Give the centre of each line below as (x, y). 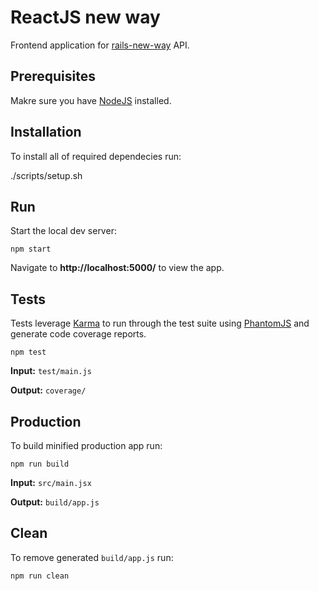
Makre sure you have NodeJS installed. (91, 100)
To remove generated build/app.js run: (92, 557)
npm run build (40, 464)
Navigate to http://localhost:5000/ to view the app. (117, 268)
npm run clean (40, 576)
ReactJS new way (85, 17)
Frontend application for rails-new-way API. (100, 45)
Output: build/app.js (55, 502)
